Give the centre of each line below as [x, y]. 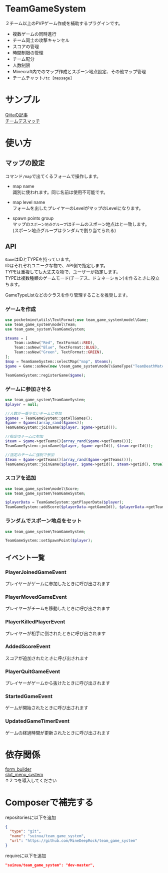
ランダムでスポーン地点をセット [43, 521]
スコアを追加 [21, 478]
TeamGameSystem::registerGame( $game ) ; [45, 375]
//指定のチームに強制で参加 [30, 455]
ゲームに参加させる [28, 389]
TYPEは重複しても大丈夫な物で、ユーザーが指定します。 [63, 272]
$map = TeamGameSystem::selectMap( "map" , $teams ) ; [59, 362]
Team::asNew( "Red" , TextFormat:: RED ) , [54, 343]
